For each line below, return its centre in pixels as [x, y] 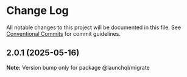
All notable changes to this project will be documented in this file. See [94, 27]
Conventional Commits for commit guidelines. [63, 33]
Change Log [37, 11]
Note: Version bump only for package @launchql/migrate [78, 67]
